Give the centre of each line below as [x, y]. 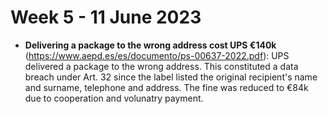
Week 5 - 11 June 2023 [106, 17]
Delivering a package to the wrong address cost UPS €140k [150, 45]
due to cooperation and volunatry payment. [114, 98]
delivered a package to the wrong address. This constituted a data [161, 66]
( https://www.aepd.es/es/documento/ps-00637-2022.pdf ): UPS [157, 55]
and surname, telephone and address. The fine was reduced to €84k [166, 87]
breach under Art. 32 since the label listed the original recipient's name [171, 77]
